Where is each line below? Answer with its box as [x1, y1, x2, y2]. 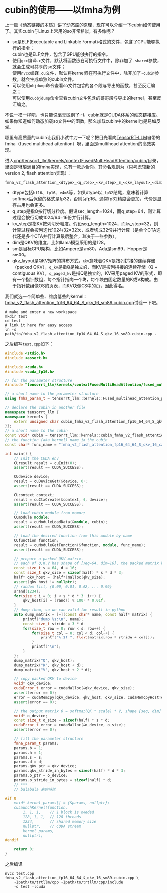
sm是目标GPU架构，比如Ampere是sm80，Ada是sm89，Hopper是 [12, 245, 148, 252]
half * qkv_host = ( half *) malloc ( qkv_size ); [14, 575, 106, 580]
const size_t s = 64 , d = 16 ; [14, 566, 77, 571]
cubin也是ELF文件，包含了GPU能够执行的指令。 [12, 51, 111, 57]
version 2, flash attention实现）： [5, 170, 71, 176]
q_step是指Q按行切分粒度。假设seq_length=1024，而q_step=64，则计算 [12, 208, 161, 214]
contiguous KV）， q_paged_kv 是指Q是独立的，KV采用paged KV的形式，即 [12, 270, 162, 276]
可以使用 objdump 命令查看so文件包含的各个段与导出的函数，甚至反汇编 [12, 82, 155, 88]
